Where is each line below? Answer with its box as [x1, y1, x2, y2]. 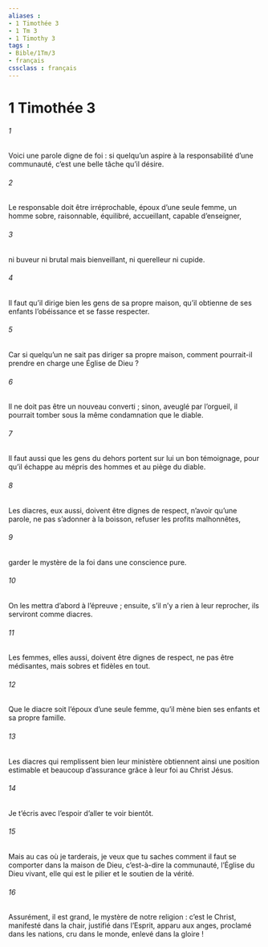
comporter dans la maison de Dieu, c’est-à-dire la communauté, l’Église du [8, 860, 255, 870]
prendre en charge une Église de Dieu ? [8, 358, 139, 368]
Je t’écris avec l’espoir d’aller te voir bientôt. [8, 808, 154, 817]
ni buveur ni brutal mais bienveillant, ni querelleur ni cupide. [8, 254, 205, 264]
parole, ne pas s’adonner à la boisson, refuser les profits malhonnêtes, [8, 514, 242, 524]
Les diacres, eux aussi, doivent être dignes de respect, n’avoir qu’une [8, 505, 238, 515]
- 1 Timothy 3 [8, 34, 56, 43]
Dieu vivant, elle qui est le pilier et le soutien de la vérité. [8, 868, 195, 878]
